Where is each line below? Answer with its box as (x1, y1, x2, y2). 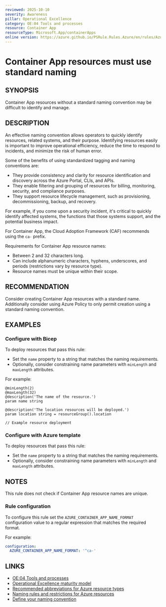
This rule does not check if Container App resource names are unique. (5, 490, 148, 497)
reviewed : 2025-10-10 (5, 7, 50, 12)
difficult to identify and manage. (5, 104, 70, 110)
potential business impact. (5, 218, 59, 224)
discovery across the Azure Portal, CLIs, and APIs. (12, 177, 115, 183)
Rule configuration (5, 503, 51, 510)
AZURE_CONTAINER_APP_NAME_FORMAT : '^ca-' (9, 548, 96, 554)
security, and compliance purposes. (12, 188, 85, 194)
